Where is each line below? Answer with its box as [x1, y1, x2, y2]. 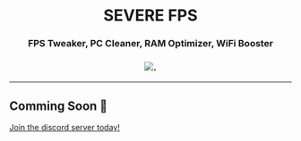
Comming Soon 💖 [9, 98, 108, 113]
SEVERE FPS [102, 5, 199, 26]
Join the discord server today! [9, 122, 121, 133]
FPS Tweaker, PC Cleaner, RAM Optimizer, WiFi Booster [28, 37, 273, 50]
